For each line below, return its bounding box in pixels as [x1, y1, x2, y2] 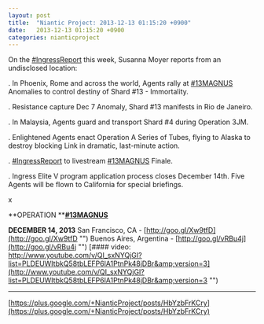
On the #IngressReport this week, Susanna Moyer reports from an [8, 55, 222, 64]
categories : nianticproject [8, 33, 101, 42]
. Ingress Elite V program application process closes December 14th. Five [8, 171, 245, 181]
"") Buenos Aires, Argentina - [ [79, 234, 178, 244]
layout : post [8, 11, 51, 20]
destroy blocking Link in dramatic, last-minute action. [8, 141, 181, 150]
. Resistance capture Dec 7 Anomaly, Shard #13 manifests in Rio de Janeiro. [8, 102, 253, 112]
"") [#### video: [78, 242, 131, 252]
